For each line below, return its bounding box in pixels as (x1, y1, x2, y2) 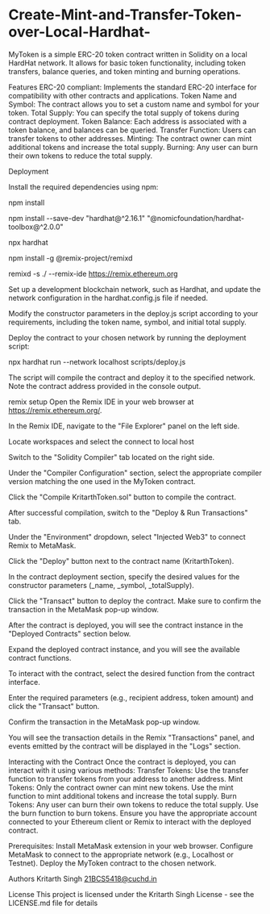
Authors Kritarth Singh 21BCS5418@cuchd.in (8, 874, 157, 883)
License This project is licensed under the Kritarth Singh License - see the (8, 889, 255, 899)
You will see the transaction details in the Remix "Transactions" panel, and (8, 732, 255, 742)
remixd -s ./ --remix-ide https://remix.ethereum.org (8, 269, 179, 278)
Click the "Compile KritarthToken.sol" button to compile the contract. (8, 492, 236, 502)
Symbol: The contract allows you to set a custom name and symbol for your (8, 99, 260, 109)
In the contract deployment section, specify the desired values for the (8, 571, 240, 582)
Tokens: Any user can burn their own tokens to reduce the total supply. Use (8, 799, 260, 809)
